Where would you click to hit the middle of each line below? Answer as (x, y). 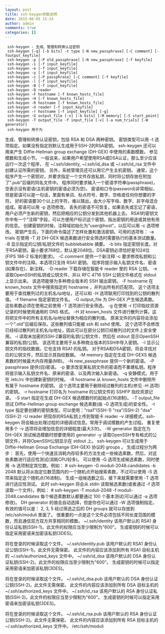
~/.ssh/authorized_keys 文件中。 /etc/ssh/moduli (55, 626)
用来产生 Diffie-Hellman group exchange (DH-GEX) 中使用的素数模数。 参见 (82, 152)
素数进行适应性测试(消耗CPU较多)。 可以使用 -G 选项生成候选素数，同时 (82, 459)
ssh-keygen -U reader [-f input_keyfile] (50, 107)
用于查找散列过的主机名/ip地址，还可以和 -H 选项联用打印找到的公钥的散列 (84, 293)
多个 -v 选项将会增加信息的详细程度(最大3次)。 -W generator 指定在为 (80, 428)
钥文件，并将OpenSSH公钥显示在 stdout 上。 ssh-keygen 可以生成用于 (77, 441)
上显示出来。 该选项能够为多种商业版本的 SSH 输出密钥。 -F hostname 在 (79, 281)
